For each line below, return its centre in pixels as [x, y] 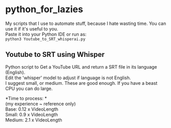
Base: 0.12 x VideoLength [32, 109]
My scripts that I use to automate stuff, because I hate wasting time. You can [86, 23]
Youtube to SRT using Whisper [55, 55]
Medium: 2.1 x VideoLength [34, 120]
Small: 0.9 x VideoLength [32, 114]
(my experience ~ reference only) [41, 104]
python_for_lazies [44, 9]
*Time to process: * [26, 98]
